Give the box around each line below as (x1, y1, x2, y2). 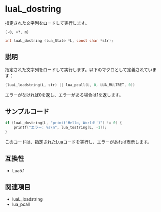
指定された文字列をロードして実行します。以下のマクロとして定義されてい (5, 66, 153, 72)
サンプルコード (5, 107, 49, 115)
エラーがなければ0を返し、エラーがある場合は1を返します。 (5, 92, 124, 98)
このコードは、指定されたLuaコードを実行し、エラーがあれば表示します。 (5, 139, 152, 145)
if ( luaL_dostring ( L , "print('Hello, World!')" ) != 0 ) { (5, 120, 122, 126)
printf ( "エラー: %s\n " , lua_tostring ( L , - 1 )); (14, 125, 107, 130)
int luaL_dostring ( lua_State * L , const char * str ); (5, 38, 114, 43)
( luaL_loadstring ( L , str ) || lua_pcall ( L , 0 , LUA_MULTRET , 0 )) (5, 82, 135, 87)
